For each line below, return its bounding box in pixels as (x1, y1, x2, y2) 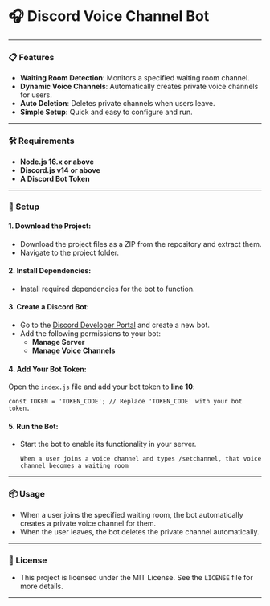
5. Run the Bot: (8, 421, 59, 431)
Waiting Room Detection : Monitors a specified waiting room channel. (19, 73, 251, 83)
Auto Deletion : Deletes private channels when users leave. (19, 99, 215, 109)
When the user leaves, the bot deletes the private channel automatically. (19, 526, 260, 536)
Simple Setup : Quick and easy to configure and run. (19, 107, 193, 117)
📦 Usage (8, 489, 46, 500)
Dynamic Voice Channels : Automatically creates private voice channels (19, 82, 259, 92)
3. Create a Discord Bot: (8, 302, 90, 312)
